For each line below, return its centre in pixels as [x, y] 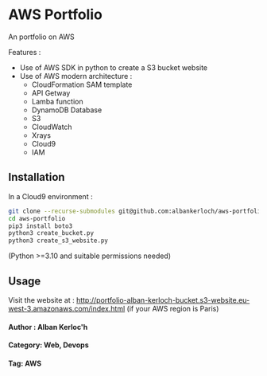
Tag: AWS [25, 363]
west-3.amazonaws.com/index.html [67, 308]
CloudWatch [52, 127]
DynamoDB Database [67, 110]
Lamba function [57, 101]
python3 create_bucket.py [51, 233]
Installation [37, 177]
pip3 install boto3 [41, 226]
